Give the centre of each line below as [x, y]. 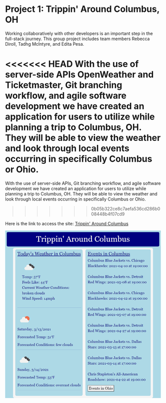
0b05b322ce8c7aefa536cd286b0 [126, 208]
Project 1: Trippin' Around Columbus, [82, 9]
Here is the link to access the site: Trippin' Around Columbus [67, 223]
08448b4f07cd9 [108, 214]
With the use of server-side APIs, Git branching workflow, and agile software [83, 183]
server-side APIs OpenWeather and [80, 75]
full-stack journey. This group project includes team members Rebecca [77, 39]
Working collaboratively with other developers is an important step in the [79, 33]
